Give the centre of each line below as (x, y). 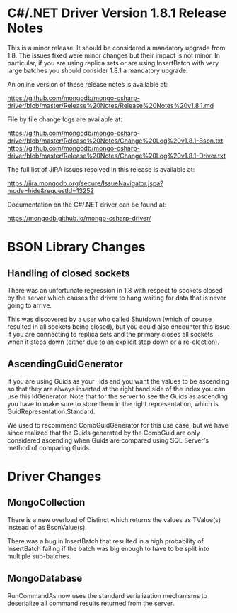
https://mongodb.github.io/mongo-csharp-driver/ (79, 218)
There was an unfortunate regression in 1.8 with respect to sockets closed (115, 290)
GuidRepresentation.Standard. (51, 411)
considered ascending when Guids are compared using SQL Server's (108, 440)
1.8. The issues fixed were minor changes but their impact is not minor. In (114, 55)
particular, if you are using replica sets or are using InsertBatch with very (113, 63)
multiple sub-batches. (39, 556)
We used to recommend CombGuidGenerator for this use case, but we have (118, 425)
